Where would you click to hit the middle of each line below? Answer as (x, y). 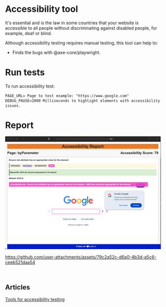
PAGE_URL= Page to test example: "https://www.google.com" (67, 96)
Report (19, 125)
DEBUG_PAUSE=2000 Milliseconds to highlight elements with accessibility (83, 101)
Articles (18, 287)
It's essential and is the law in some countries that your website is (72, 23)
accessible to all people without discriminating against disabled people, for (81, 28)
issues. (13, 106)
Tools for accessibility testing (35, 299)
